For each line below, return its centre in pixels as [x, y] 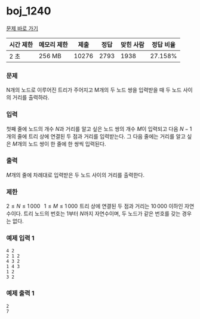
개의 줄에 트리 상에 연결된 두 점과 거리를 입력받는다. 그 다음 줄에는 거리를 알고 [96, 136]
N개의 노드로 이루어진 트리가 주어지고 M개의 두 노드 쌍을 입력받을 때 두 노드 [94, 90]
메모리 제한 [53, 44]
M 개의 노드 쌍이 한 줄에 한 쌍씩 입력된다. [59, 144]
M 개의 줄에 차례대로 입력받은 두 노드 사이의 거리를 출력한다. [76, 174]
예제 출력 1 [20, 293]
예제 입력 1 [20, 238]
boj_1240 [29, 11]
